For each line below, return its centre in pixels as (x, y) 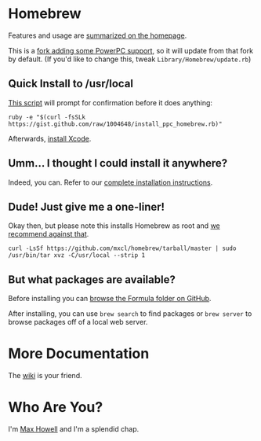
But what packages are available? (92, 279)
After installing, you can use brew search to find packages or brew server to (130, 314)
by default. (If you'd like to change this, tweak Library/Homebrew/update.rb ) (130, 59)
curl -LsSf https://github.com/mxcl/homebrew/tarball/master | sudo (122, 248)
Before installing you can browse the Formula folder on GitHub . (110, 299)
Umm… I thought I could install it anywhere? (118, 163)
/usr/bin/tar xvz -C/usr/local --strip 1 (77, 255)
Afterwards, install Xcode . (50, 138)
